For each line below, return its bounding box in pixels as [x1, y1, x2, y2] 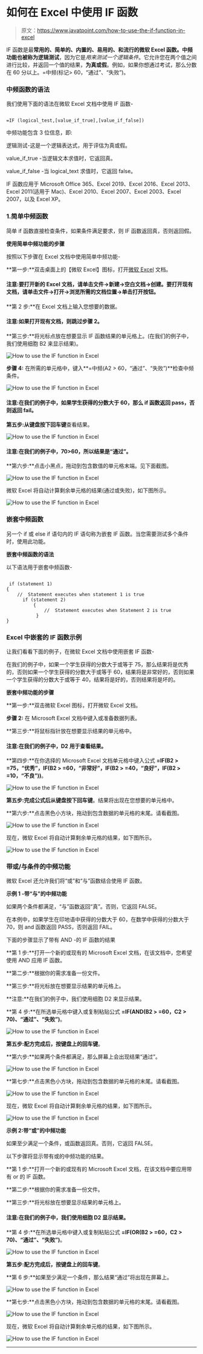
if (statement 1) [8, 580, 53, 587]
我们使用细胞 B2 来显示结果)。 [6, 340, 82, 347]
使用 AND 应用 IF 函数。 [6, 957, 66, 964]
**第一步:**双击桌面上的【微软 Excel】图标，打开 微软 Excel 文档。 [6, 266, 172, 273]
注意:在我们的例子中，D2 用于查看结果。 [6, 742, 107, 749]
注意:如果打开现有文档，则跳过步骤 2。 [6, 318, 103, 325]
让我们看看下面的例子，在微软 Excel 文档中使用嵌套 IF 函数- [6, 648, 155, 655]
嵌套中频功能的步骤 [6, 688, 54, 696]
